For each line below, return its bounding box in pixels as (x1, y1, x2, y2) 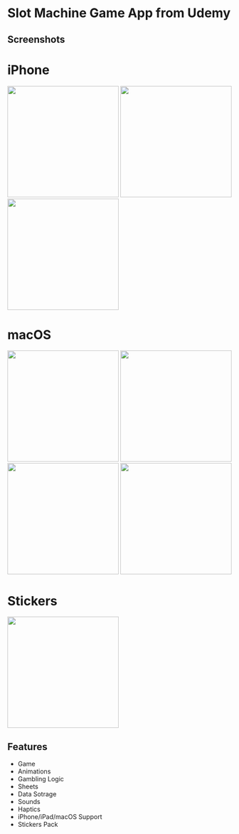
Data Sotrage (17, 790, 57, 798)
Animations (17, 767, 51, 776)
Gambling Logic (17, 775, 64, 783)
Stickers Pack (17, 820, 58, 829)
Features (7, 741, 48, 753)
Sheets (17, 782, 39, 791)
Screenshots (7, 33, 65, 46)
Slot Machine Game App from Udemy (7, 5, 231, 21)
